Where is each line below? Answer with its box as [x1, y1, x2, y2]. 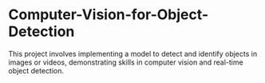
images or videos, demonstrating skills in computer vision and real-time [8, 57, 243, 67]
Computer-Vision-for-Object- [8, 6, 209, 24]
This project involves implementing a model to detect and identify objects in [8, 49, 258, 58]
